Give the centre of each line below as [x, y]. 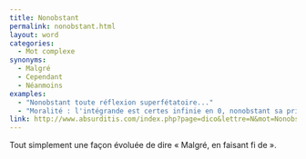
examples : [28, 94]
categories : [32, 43]
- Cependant [41, 77]
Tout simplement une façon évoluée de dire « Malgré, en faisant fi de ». [143, 145]
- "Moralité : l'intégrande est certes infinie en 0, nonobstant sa [150, 111]
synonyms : [28, 60]
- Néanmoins [41, 85]
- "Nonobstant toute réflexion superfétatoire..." [116, 102]
